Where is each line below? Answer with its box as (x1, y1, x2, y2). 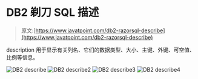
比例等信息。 (6, 53, 38, 61)
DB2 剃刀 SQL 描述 (6, 5, 99, 19)
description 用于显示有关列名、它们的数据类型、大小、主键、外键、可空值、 (6, 46, 196, 53)
